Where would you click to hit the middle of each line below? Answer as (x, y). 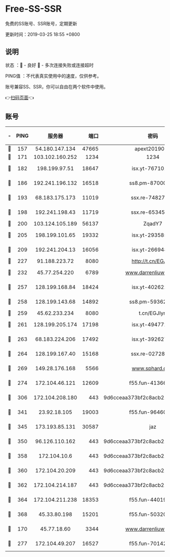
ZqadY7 (153, 223)
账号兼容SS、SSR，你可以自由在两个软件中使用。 (57, 86)
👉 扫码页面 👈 (20, 97)
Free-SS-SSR (33, 9)
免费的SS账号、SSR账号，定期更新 (41, 23)
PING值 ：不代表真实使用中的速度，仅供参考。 (53, 76)
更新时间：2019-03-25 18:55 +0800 (42, 34)
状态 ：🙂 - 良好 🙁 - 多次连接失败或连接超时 (49, 65)
